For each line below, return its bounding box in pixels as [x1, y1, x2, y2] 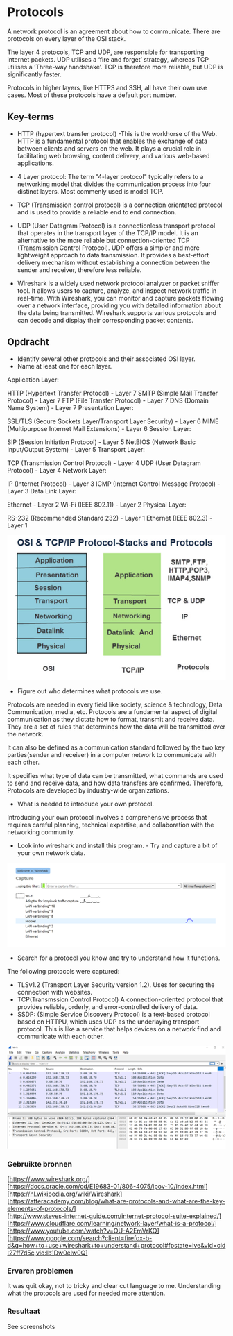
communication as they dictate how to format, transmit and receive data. [7, 715, 215, 723]
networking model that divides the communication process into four [17, 180, 212, 188]
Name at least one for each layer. [17, 362, 112, 370]
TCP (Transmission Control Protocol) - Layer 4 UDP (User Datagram [7, 459, 201, 467]
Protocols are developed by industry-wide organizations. [7, 786, 170, 795]
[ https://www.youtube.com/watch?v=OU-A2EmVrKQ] [7, 1226, 159, 1235]
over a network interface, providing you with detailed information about [17, 301, 221, 310]
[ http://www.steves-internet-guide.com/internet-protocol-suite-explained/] [7, 1212, 222, 1220]
